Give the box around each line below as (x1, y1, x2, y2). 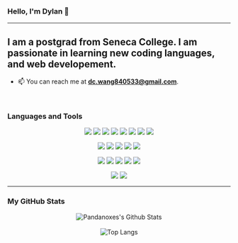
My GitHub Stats (7, 196, 65, 206)
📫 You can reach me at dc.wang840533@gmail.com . (17, 77, 179, 86)
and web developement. (7, 58, 117, 70)
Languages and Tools (7, 111, 83, 121)
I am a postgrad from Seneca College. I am (7, 35, 198, 48)
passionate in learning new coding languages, (7, 47, 215, 59)
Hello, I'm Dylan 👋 (7, 6, 69, 16)
